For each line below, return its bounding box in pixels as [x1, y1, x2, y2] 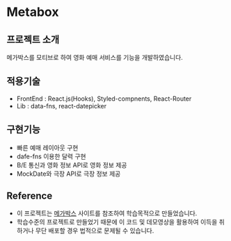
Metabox [6, 4, 59, 20]
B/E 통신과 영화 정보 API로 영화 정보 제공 [16, 160, 127, 169]
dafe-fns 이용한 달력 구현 [16, 152, 86, 160]
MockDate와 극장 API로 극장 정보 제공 [16, 169, 121, 178]
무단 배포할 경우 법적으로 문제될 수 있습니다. [35, 226, 154, 235]
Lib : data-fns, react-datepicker [16, 101, 107, 110]
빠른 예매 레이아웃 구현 [16, 143, 79, 151]
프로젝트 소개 [6, 33, 60, 45]
